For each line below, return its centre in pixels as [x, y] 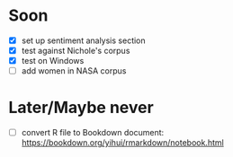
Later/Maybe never [81, 108]
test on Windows [53, 61]
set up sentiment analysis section [83, 40]
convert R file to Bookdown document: [93, 133]
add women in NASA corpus [74, 71]
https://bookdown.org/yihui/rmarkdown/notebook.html [122, 143]
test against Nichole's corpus [76, 51]
